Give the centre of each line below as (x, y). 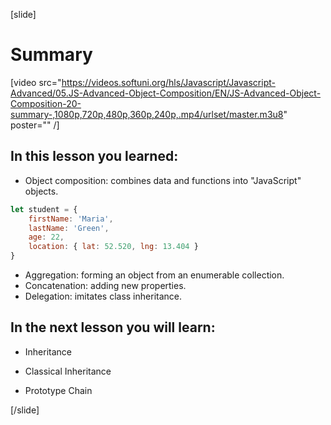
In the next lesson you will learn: (113, 327)
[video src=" (36, 82)
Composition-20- (46, 103)
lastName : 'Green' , (69, 228)
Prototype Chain (58, 390)
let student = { (44, 209)
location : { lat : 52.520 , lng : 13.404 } (113, 247)
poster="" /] (35, 125)
